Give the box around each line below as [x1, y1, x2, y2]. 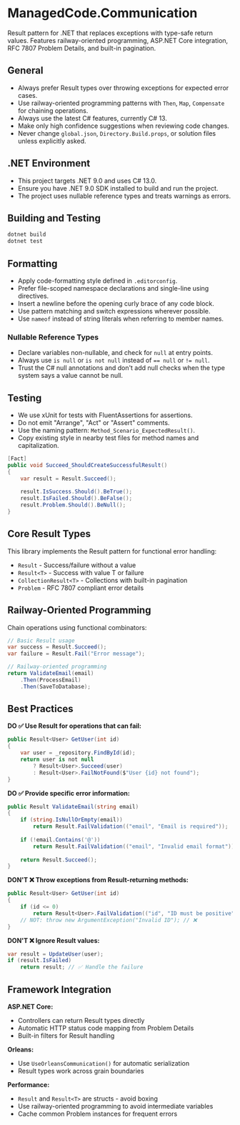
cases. [17, 91, 38, 99]
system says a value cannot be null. [17, 371, 124, 380]
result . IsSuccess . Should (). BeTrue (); [20, 488, 133, 496]
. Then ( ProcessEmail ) [20, 676, 81, 684]
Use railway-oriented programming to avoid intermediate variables [17, 1102, 214, 1111]
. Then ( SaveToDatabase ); [20, 683, 91, 690]
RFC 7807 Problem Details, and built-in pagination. [7, 44, 156, 52]
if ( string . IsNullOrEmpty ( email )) [20, 816, 123, 824]
